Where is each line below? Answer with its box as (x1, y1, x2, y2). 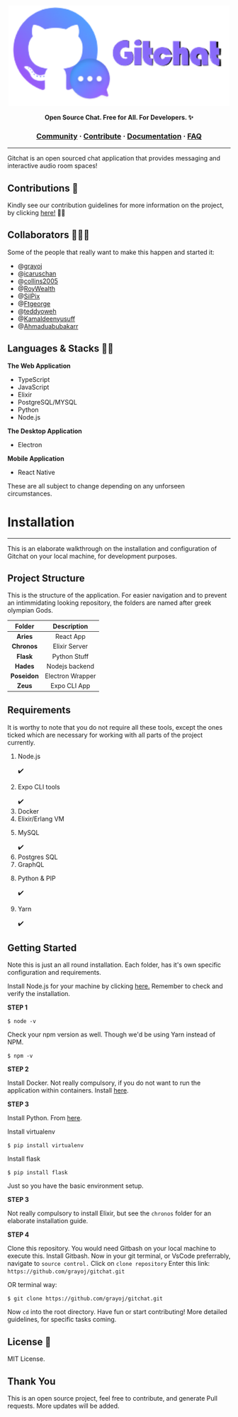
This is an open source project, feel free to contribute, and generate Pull (7, 1394, 218, 1403)
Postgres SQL (17, 853, 58, 861)
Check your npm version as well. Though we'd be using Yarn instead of (7, 1030, 216, 1039)
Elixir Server (52, 642, 89, 651)
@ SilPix (17, 292, 40, 300)
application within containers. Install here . (7, 1086, 129, 1095)
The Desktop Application (7, 427, 83, 435)
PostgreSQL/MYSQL (17, 398, 78, 406)
